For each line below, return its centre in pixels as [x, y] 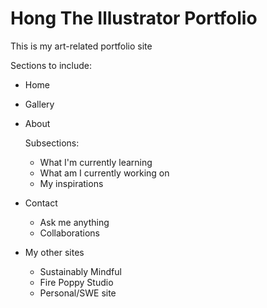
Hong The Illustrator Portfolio [134, 18]
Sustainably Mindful [80, 271]
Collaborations [69, 233]
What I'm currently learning [96, 162]
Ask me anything [74, 222]
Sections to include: [51, 65]
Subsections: [52, 143]
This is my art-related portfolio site [81, 46]
